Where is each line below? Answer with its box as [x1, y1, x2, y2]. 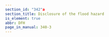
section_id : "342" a [5, 7, 45, 12]
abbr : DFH [5, 20, 26, 25]
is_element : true [5, 16, 41, 21]
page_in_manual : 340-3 [5, 25, 52, 30]
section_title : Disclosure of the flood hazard [5, 12, 105, 16]
